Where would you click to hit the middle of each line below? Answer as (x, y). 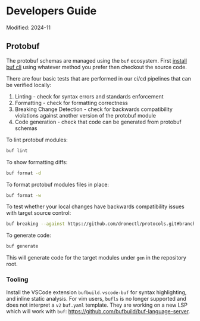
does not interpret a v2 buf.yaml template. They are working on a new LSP (97, 305)
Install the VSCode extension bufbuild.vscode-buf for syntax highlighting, (96, 292)
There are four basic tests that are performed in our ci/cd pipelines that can (99, 78)
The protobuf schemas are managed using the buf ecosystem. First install (97, 60)
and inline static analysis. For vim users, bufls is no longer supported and (96, 299)
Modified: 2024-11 (28, 27)
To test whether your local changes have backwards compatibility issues (95, 206)
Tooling (17, 280)
